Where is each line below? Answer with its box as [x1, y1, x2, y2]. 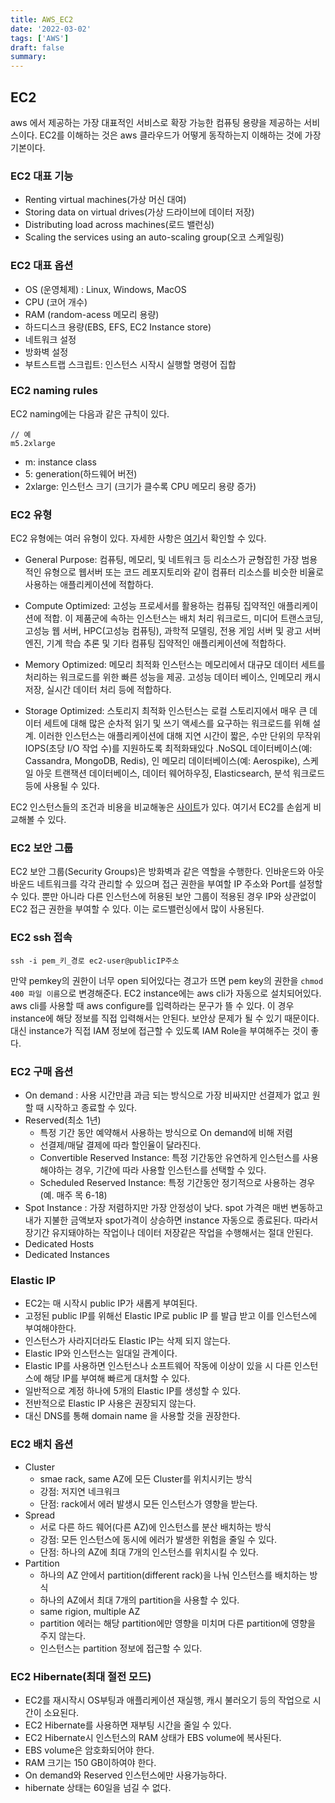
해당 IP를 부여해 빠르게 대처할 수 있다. [43, 1372, 191, 1385]
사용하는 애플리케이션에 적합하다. [24, 579, 154, 591]
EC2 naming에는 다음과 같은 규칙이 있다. [10, 407, 170, 420]
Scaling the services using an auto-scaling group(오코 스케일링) [24, 231, 285, 243]
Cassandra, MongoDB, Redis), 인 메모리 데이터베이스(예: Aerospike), [24, 755, 301, 767]
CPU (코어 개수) [24, 296, 88, 308]
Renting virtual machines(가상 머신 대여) [24, 194, 187, 206]
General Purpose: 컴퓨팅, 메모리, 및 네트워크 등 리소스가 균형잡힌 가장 [24, 554, 300, 566]
